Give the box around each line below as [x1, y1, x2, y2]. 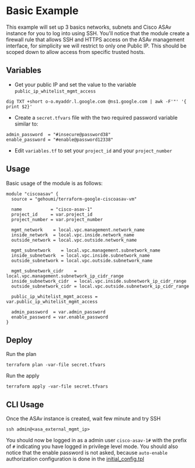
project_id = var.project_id [11, 211, 93, 218]
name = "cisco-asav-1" [11, 206, 93, 212]
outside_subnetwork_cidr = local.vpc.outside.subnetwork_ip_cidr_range [11, 283, 190, 289]
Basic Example [6, 4, 79, 18]
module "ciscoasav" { [6, 191, 59, 197]
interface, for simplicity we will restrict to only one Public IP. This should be [6, 42, 187, 49]
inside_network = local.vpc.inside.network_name [11, 232, 134, 238]
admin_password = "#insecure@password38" [6, 131, 111, 137]
